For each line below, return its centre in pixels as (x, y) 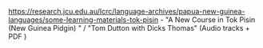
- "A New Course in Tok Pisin (207, 20)
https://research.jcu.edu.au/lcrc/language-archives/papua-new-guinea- (127, 11)
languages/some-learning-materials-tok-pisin (84, 20)
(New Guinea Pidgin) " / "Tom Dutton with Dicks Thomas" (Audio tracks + (129, 28)
